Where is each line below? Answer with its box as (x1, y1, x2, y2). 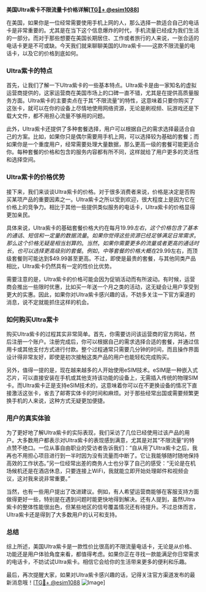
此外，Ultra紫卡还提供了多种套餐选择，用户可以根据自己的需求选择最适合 (6, 125, 190, 133)
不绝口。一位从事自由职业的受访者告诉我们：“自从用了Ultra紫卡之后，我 (17, 444, 197, 452)
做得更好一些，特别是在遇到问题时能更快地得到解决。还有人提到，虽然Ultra (6, 496, 196, 503)
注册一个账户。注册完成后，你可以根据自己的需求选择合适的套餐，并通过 (11, 337, 194, 345)
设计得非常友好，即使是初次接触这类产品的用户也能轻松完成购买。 (6, 353, 172, 361)
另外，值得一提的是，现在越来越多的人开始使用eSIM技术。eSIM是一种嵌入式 (6, 366, 199, 374)
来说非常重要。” (32, 475, 71, 482)
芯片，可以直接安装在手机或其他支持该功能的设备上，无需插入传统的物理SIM (6, 374, 199, 381)
